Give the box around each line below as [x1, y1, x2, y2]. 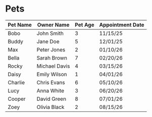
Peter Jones [36, 46, 66, 53]
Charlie [8, 79, 25, 86]
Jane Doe [36, 38, 60, 45]
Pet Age [75, 21, 94, 28]
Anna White [36, 87, 65, 94]
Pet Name [8, 21, 32, 28]
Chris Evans [36, 79, 65, 86]
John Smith [36, 30, 64, 37]
